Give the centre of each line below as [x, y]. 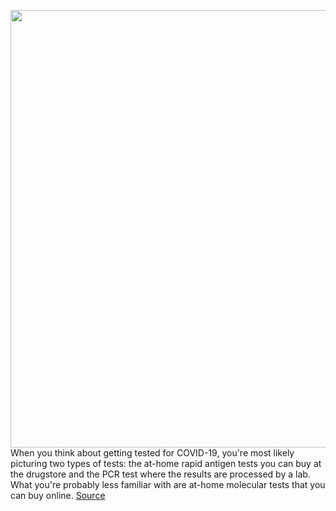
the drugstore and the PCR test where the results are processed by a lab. [160, 474]
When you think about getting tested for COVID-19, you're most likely [152, 453]
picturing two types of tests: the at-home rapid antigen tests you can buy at [166, 463]
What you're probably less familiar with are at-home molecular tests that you [168, 484]
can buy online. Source [58, 495]
